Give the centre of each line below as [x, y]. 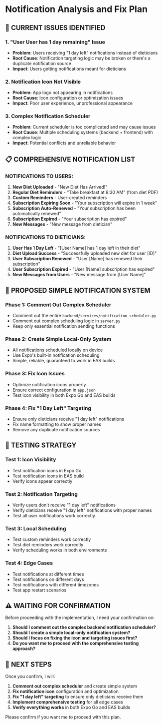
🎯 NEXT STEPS [28, 664]
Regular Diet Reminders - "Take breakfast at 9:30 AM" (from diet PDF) [85, 192]
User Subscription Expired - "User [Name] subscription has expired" [83, 269]
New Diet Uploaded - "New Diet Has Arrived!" [60, 187]
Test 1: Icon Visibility [31, 460]
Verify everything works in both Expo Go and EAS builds [71, 707]
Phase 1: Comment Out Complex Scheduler [58, 305]
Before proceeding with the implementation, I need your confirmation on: [80, 618]
